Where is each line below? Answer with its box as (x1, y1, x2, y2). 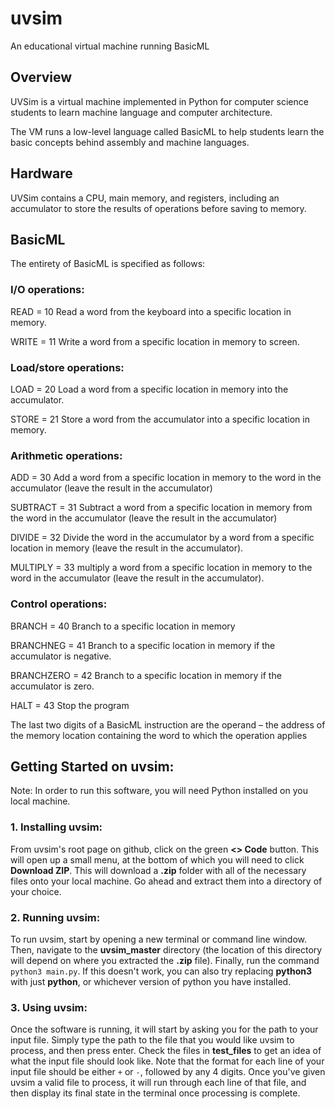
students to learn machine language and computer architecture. (10, 106, 273, 118)
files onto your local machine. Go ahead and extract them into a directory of (10, 875, 323, 887)
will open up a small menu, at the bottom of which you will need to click (10, 853, 305, 866)
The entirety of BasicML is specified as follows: (10, 258, 206, 270)
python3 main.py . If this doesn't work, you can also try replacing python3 (10, 965, 312, 977)
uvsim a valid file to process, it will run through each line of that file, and (10, 1077, 307, 1089)
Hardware (10, 165, 73, 182)
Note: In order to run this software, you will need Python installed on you (10, 785, 308, 797)
